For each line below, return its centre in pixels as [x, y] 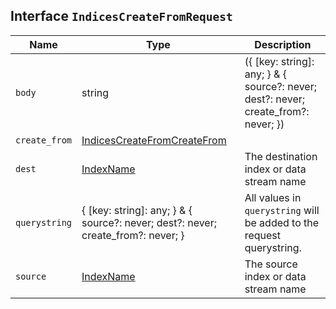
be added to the [282, 222]
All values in [273, 197]
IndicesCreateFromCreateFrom [154, 140]
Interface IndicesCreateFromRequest [121, 16]
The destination [281, 156]
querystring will [282, 210]
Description [283, 44]
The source [271, 264]
